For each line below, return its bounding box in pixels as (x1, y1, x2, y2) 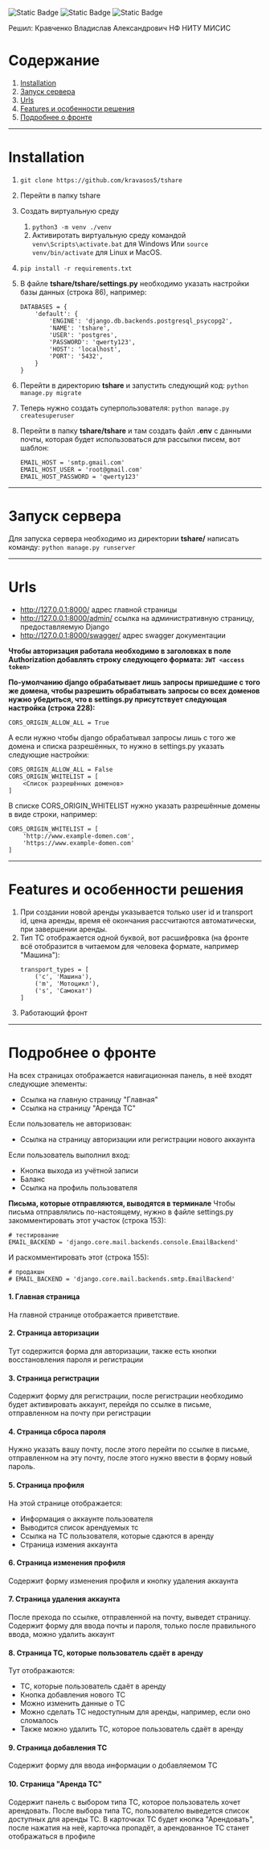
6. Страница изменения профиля (8, 1558, 126, 1568)
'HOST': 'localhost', (49, 345, 122, 353)
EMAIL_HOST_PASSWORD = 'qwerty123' (19, 473, 140, 481)
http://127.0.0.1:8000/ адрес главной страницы (19, 605, 178, 614)
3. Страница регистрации (8, 1373, 100, 1383)
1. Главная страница (8, 1292, 80, 1301)
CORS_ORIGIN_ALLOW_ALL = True (8, 718, 110, 727)
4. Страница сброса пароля (8, 1426, 106, 1436)
